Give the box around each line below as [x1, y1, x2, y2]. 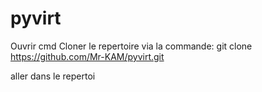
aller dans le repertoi [10, 70, 96, 82]
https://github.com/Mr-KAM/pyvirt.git [10, 50, 165, 62]
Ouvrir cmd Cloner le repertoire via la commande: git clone [10, 40, 253, 52]
